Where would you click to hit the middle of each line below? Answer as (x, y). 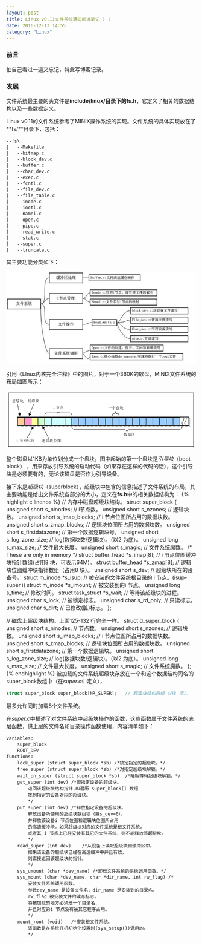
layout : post (23, 13)
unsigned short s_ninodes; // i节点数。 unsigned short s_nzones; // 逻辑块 (98, 509)
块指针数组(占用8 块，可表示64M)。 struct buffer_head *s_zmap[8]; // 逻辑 (99, 562)
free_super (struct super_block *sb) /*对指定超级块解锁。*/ (91, 769)
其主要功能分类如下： (33, 262)
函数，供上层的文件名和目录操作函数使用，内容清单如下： (83, 726)
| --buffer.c (25, 165)
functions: (20, 757)
